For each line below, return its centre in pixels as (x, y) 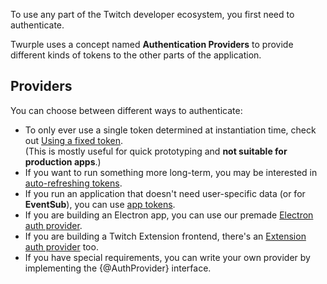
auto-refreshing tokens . (73, 183)
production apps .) (63, 161)
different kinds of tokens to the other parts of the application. (136, 55)
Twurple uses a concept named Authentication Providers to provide (152, 44)
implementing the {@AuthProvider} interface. (118, 268)
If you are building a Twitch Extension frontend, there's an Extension (165, 236)
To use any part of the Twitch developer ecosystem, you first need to (152, 14)
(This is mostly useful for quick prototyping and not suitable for (156, 151)
